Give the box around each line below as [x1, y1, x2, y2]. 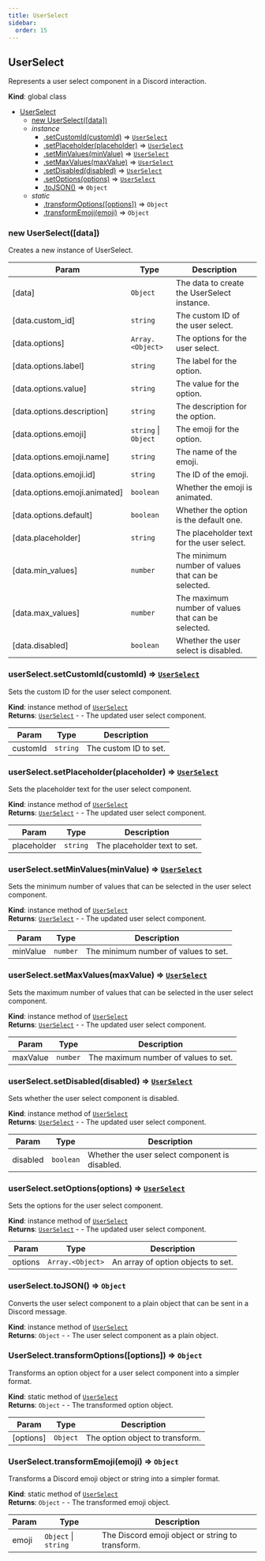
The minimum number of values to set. [85, 946, 229, 957]
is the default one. [176, 515, 243, 526]
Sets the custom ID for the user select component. [8, 687, 172, 696]
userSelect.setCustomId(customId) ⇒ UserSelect [8, 669, 200, 680]
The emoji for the [176, 424, 240, 435]
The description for [176, 401, 247, 412]
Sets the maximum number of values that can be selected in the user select [8, 987, 254, 997]
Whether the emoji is [176, 482, 252, 493]
